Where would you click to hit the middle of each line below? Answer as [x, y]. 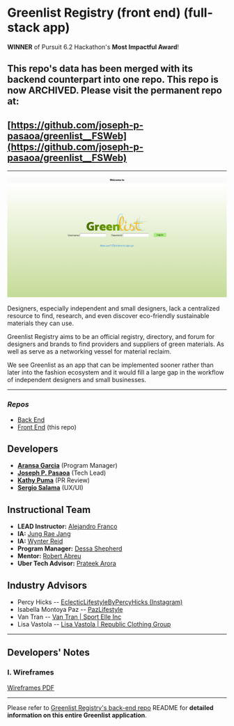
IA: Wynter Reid [40, 542]
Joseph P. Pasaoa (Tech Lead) [62, 473]
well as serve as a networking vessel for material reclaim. [89, 352]
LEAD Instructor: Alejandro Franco [67, 526]
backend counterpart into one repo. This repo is [113, 80]
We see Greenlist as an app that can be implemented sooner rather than [110, 365]
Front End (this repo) [47, 427]
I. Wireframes [31, 672]
